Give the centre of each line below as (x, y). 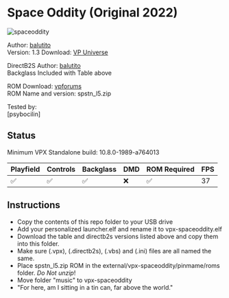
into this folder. (38, 243)
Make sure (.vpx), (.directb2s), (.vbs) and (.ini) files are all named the (114, 251)
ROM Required (170, 169)
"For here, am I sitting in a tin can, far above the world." (95, 287)
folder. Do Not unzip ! (46, 273)
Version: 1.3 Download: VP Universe (58, 52)
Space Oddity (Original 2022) (93, 13)
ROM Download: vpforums (45, 86)
